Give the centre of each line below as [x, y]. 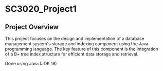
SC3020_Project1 [41, 9]
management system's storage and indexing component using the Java [77, 44]
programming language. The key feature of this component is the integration [82, 49]
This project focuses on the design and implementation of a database [75, 38]
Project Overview [32, 27]
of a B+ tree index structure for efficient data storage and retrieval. [72, 54]
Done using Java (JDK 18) [31, 63]
